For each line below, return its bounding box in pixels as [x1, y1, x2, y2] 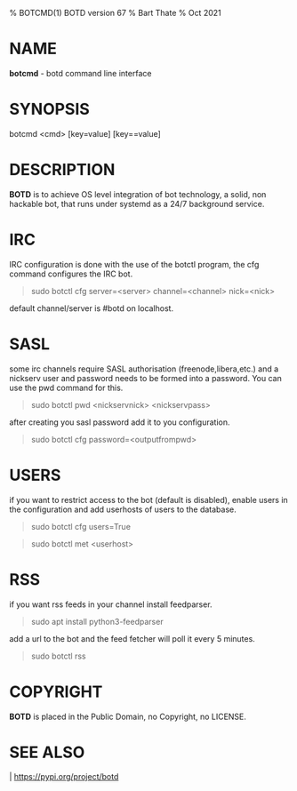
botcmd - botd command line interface [9, 68, 152, 78]
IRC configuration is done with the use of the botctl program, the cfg [9, 259, 260, 269]
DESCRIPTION [9, 160, 116, 180]
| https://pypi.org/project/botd [9, 771, 119, 782]
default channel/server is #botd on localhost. [9, 302, 174, 314]
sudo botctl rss [30, 651, 86, 661]
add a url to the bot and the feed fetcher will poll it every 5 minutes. [9, 633, 255, 643]
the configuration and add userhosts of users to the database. [9, 504, 237, 515]
